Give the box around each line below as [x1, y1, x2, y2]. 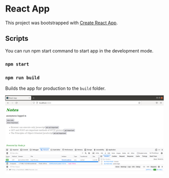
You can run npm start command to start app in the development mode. [5, 47, 153, 53]
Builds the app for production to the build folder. [5, 85, 106, 91]
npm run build [5, 75, 40, 81]
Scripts [5, 34, 29, 43]
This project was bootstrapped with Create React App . [5, 20, 118, 26]
